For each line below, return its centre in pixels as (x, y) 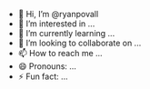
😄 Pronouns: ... (47, 66)
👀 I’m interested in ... (56, 24)
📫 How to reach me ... (60, 53)
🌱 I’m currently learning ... (66, 33)
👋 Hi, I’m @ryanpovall (58, 14)
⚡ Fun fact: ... (43, 76)
